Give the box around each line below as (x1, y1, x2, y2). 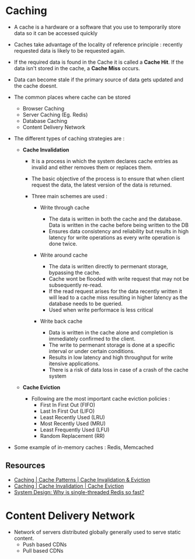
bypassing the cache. (48, 269, 101, 276)
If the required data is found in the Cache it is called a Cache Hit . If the (13, 58, 184, 65)
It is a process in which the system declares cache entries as (31, 157, 179, 164)
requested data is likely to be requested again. (13, 47, 126, 54)
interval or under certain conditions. (48, 347, 135, 354)
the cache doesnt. (13, 82, 58, 89)
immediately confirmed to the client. (48, 335, 135, 342)
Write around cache (40, 251, 88, 258)
